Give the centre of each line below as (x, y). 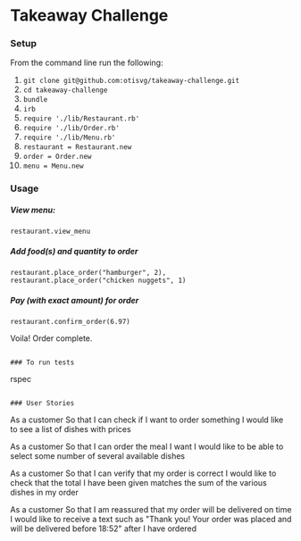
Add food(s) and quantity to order (74, 251)
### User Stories (42, 404)
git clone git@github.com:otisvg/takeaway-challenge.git (131, 81)
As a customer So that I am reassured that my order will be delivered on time (151, 510)
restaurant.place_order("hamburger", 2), (88, 273)
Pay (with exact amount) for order (75, 300)
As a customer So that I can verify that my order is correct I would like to (143, 473)
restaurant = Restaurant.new (77, 147)
